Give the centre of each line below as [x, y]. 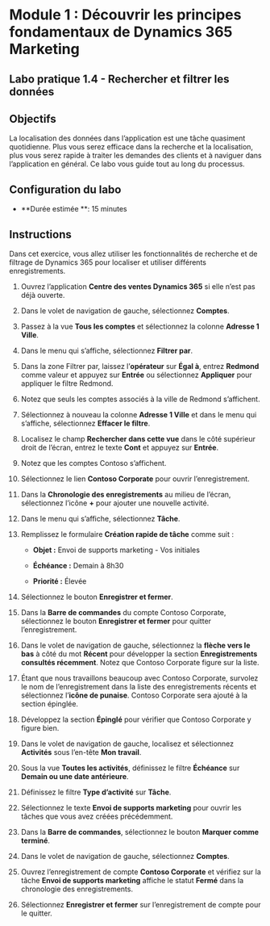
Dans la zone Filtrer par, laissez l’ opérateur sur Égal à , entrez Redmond [140, 367]
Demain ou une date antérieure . [75, 777]
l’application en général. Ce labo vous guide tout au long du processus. [127, 164]
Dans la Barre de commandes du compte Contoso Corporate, [123, 613]
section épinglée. [50, 704]
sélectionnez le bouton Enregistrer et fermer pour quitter [116, 621]
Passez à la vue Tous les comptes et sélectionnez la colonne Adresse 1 [140, 327]
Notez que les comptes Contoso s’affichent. [93, 463]
